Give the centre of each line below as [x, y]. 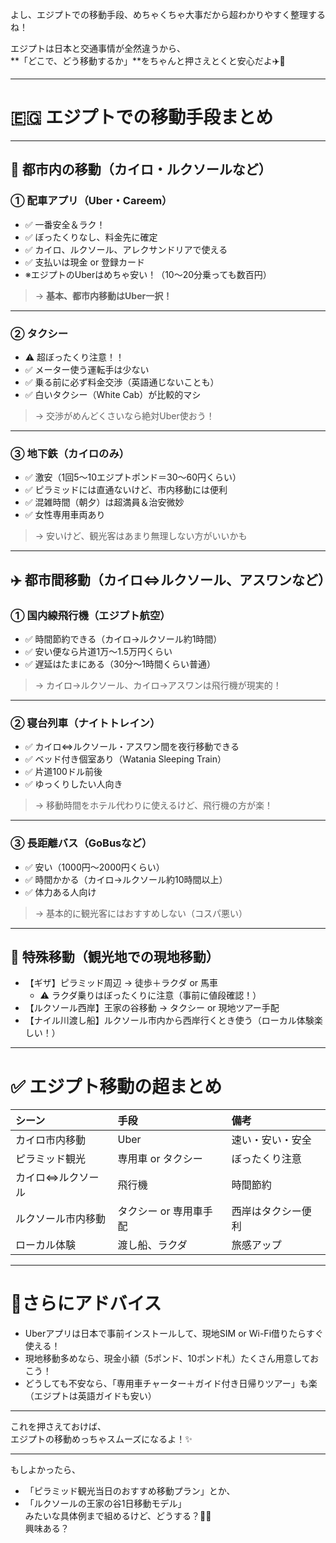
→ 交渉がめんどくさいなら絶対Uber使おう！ [124, 415]
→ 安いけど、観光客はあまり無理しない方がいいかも [141, 536]
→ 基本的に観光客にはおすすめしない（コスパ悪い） [141, 913]
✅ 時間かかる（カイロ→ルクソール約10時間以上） [126, 879]
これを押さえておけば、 [58, 1427]
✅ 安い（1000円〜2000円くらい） [94, 867]
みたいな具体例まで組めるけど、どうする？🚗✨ [118, 1516]
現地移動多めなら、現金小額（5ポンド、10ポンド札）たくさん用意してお [172, 1359]
